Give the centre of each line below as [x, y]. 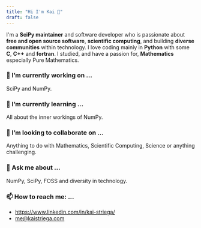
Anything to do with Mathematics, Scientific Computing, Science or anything [100, 146]
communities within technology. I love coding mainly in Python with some [98, 47]
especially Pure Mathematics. [43, 60]
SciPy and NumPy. [29, 88]
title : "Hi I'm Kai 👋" [34, 12]
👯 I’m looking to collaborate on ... [55, 133]
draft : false [22, 17]
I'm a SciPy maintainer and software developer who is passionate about [95, 34]
